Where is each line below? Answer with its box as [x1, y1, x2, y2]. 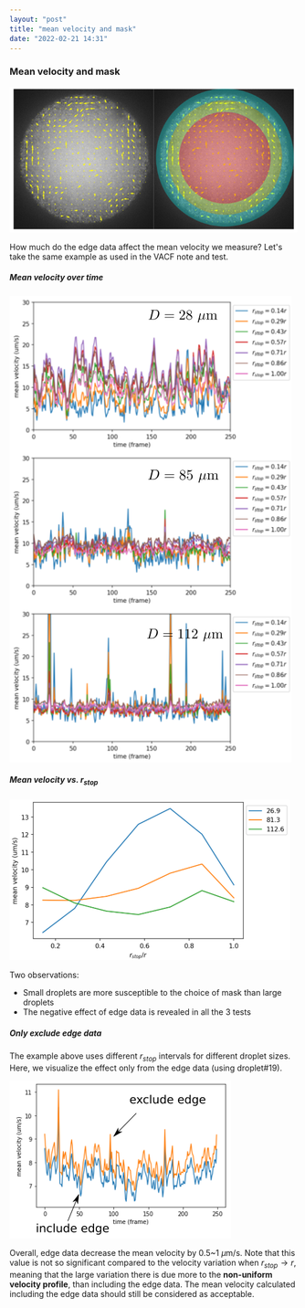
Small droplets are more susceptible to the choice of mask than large [22, 987, 282, 998]
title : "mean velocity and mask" [9, 24, 137, 34]
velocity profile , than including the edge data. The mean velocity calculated [9, 1279, 296, 1290]
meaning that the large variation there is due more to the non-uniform [9, 1269, 273, 1280]
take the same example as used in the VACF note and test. [9, 251, 229, 262]
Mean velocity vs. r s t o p [9, 775, 99, 787]
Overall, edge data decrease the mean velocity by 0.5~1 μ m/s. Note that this [9, 1248, 296, 1259]
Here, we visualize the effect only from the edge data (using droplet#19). [9, 1062, 283, 1073]
